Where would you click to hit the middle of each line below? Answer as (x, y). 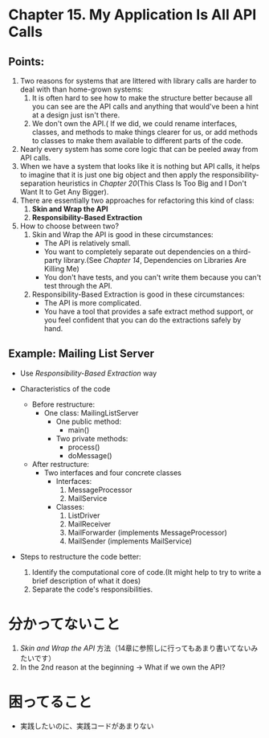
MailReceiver (89, 523)
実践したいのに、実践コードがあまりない (87, 726)
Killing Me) (62, 269)
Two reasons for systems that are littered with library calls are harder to (138, 81)
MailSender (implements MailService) (130, 541)
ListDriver (84, 515)
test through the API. (78, 286)
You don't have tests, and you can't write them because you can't (153, 277)
